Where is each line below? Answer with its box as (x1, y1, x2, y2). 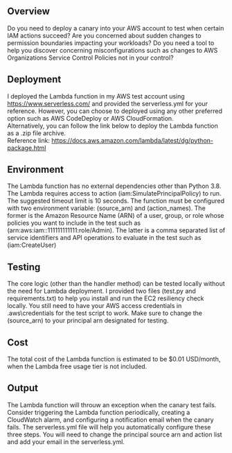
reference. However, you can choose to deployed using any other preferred (7, 107, 223, 115)
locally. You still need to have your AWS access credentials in (7, 302, 182, 310)
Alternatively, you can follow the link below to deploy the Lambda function (7, 121, 218, 130)
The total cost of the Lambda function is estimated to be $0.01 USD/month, (7, 355, 221, 364)
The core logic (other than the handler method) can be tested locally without (7, 280, 225, 288)
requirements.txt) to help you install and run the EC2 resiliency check (7, 294, 204, 302)
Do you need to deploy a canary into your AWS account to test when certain (7, 24, 224, 32)
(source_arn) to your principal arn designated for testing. (7, 316, 169, 325)
